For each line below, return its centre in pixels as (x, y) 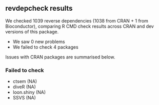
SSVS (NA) (24, 98)
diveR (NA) (24, 87)
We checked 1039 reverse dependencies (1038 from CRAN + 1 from (77, 20)
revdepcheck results (39, 8)
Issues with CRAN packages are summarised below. (60, 57)
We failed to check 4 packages (45, 47)
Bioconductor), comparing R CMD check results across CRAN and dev (79, 26)
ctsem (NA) (25, 81)
